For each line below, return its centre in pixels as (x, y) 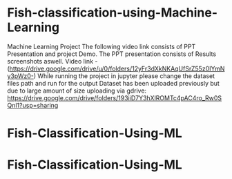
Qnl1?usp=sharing (33, 105)
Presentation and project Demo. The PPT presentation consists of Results (112, 54)
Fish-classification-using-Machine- (112, 13)
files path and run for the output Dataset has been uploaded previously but (113, 83)
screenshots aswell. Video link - (52, 61)
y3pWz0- (21, 76)
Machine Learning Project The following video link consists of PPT (101, 46)
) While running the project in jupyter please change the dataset (124, 76)
